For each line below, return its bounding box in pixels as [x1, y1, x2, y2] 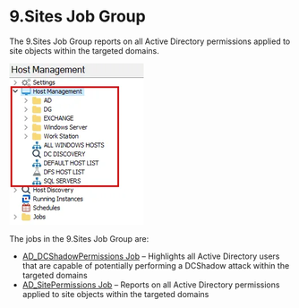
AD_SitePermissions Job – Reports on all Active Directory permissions [21, 279, 280, 290]
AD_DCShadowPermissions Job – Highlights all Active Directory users [21, 251, 280, 261]
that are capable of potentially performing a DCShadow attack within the [21, 260, 290, 270]
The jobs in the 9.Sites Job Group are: [9, 233, 149, 244]
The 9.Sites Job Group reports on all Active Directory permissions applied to [9, 36, 291, 47]
